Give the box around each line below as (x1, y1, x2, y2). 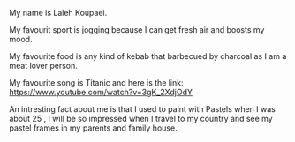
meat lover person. (9, 61, 78, 71)
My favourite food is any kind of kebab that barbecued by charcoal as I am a (9, 51, 287, 61)
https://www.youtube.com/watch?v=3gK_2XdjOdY (9, 87, 193, 97)
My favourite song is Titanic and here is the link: (9, 78, 184, 87)
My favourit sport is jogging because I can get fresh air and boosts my (9, 25, 265, 34)
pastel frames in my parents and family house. (9, 123, 178, 133)
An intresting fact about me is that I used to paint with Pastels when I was (9, 104, 276, 114)
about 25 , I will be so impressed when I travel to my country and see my (9, 114, 273, 123)
